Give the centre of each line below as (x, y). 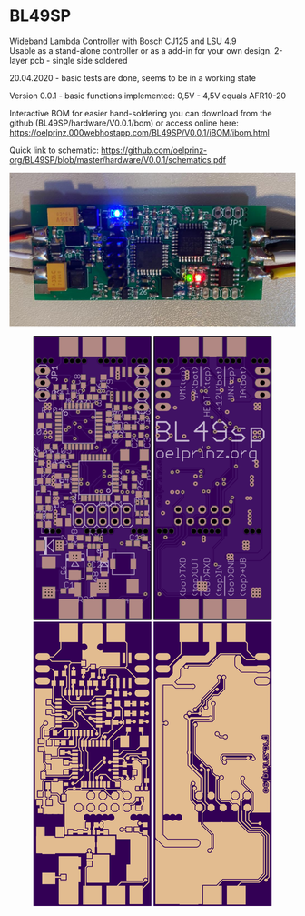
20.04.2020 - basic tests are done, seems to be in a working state (133, 77)
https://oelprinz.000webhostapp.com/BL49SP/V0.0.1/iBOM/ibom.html (140, 132)
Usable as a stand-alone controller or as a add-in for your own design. (141, 50)
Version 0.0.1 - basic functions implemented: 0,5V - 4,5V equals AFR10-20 (148, 96)
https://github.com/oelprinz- (154, 150)
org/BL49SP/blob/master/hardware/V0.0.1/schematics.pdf (118, 159)
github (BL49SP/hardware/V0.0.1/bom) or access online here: (124, 123)
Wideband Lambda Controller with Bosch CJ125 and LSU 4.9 (123, 41)
